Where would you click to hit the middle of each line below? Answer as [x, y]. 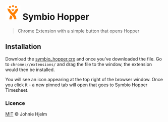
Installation [23, 47]
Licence [15, 103]
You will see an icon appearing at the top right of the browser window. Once [84, 79]
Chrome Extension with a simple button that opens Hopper [78, 31]
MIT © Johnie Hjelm [26, 114]
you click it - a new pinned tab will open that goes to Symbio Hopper [76, 85]
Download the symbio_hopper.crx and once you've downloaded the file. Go [84, 59]
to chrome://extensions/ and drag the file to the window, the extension [79, 64]
